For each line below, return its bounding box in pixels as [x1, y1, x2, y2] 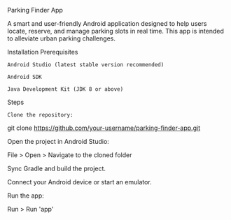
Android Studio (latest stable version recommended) [7, 61, 164, 68]
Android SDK [7, 73, 42, 80]
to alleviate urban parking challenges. [7, 34, 115, 43]
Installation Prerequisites [7, 48, 78, 56]
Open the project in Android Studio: [7, 138, 110, 145]
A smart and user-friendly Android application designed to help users [7, 20, 207, 27]
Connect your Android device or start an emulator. [7, 178, 152, 186]
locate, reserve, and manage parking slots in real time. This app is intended [7, 27, 224, 35]
